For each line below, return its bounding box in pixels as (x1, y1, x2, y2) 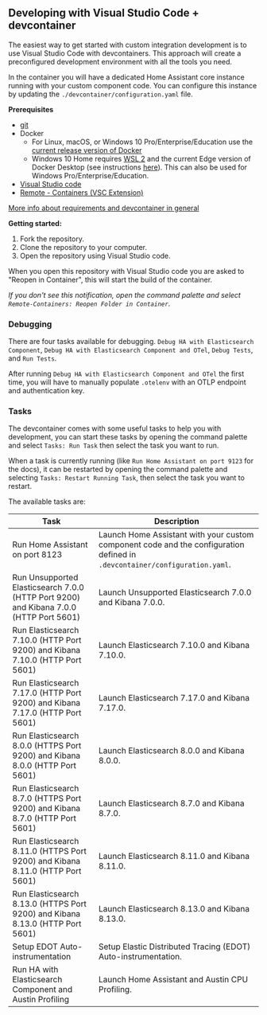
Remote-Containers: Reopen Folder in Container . (8, 299, 171, 308)
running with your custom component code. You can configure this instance (8, 80, 257, 90)
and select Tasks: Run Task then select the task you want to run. (8, 441, 219, 451)
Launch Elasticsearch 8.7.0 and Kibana (98, 798, 245, 809)
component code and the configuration (98, 539, 245, 550)
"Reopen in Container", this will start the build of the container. (8, 275, 213, 284)
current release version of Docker (31, 145, 142, 154)
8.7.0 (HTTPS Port (12, 793, 82, 804)
